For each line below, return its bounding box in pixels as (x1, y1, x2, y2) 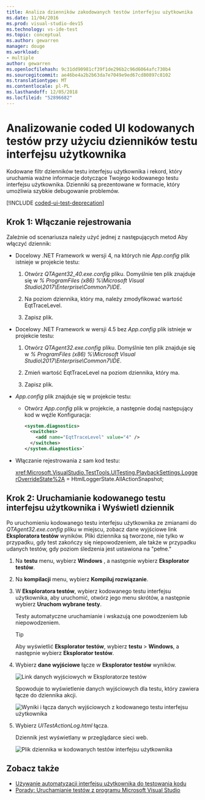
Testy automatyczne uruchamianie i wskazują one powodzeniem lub (15, 612, 188, 619)
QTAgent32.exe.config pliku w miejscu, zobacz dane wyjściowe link (6, 525, 177, 533)
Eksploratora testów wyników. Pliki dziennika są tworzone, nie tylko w (6, 532, 184, 539)
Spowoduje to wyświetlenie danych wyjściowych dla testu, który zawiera (15, 684, 199, 692)
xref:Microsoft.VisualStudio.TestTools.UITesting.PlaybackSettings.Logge (15, 468, 198, 476)
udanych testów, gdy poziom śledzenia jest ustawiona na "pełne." (6, 545, 172, 552)
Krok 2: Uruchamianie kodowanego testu (6, 493, 166, 504)
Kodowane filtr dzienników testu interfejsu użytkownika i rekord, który (6, 167, 182, 175)
